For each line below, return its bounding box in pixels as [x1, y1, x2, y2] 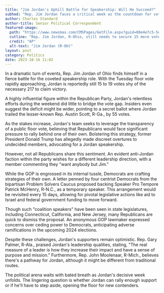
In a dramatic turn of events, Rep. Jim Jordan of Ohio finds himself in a [5, 70, 147, 76]
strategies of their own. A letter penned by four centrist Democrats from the [5, 176, 157, 182]
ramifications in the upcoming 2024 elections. [5, 227, 98, 233]
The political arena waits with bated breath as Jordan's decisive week [5, 272, 145, 278]
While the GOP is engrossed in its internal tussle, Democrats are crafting [5, 171, 150, 177]
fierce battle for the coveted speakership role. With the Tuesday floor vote [5, 76, 154, 82]
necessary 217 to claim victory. [5, 86, 67, 92]
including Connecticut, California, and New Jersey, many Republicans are [5, 211, 153, 218]
